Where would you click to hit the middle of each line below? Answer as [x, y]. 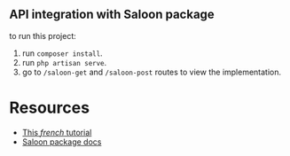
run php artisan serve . [64, 62]
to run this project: [43, 35]
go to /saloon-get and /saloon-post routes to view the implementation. [152, 72]
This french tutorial [57, 132]
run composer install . [63, 53]
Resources [50, 108]
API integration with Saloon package [112, 15]
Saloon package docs [62, 142]
